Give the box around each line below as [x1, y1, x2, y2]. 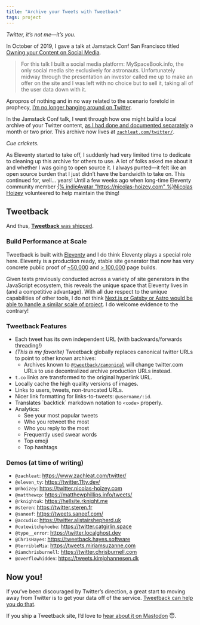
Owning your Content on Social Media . [6, 48, 101, 56]
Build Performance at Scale [6, 237, 87, 246]
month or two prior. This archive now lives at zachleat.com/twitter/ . [6, 128, 175, 135]
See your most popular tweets [23, 411, 99, 419]
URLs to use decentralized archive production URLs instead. [23, 367, 172, 374]
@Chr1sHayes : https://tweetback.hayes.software [14, 536, 131, 543]
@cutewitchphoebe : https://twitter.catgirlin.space [14, 523, 133, 530]
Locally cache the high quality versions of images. [14, 380, 139, 387]
